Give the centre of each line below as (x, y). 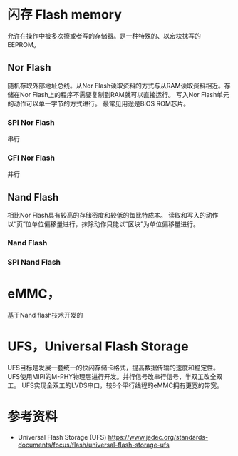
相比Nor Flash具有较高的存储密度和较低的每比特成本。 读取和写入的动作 (113, 216)
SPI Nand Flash (34, 262)
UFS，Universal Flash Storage (98, 346)
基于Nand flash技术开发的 (45, 315)
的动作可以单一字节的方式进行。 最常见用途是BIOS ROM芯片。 (99, 103)
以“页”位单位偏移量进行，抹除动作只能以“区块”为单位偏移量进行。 (103, 224)
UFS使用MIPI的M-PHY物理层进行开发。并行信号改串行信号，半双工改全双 (115, 376)
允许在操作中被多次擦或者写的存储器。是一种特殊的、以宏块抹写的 (104, 36)
